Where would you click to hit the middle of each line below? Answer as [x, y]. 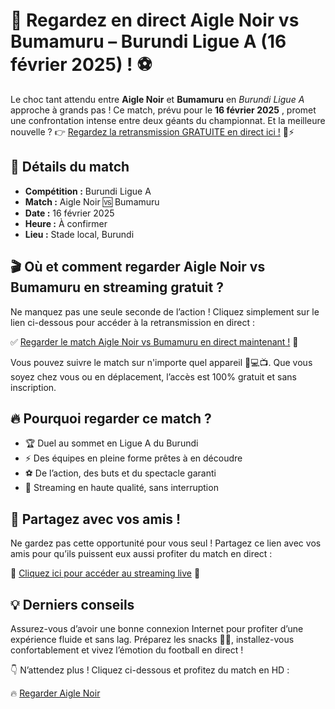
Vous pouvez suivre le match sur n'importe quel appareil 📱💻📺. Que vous [161, 362]
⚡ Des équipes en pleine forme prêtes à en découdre [133, 458]
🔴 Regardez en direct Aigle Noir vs [155, 20]
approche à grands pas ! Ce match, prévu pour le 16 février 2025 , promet [163, 110]
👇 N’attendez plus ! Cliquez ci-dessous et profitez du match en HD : [150, 670]
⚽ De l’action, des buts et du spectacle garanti [120, 473]
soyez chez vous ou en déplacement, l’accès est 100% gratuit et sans [153, 376]
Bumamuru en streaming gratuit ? [117, 287]
